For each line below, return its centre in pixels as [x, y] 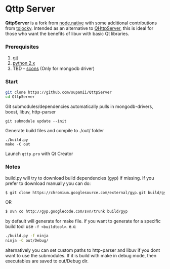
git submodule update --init [36, 121]
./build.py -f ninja [27, 236]
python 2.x [24, 63]
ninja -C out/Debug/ [27, 241]
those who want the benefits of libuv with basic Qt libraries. [67, 33]
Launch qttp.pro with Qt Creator [39, 154]
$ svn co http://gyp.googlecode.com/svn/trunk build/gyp [67, 212]
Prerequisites [22, 47]
